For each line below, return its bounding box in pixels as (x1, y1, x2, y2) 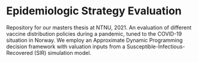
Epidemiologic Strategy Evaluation (6, 4, 182, 18)
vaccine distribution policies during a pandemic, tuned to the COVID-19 (6, 30, 182, 37)
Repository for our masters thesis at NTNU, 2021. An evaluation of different (6, 24, 192, 31)
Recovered (6, 49, 33, 56)
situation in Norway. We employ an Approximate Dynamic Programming (6, 36, 183, 44)
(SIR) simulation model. (34, 49, 92, 56)
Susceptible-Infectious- (127, 43, 185, 50)
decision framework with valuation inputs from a (6, 43, 126, 50)
